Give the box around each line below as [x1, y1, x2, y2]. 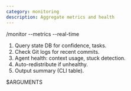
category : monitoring [6, 8, 60, 15]
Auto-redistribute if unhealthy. [14, 60, 89, 68]
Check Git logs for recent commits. [14, 48, 100, 55]
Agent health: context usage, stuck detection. [14, 54, 126, 61]
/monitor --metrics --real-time [6, 30, 80, 37]
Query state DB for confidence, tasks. [14, 42, 107, 49]
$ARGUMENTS [6, 78, 43, 86]
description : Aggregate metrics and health [6, 14, 115, 20]
